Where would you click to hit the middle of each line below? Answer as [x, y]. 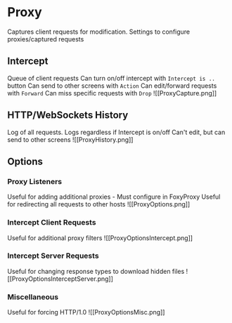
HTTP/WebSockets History [68, 116]
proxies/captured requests [46, 39]
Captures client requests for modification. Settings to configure [99, 32]
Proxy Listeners [34, 181]
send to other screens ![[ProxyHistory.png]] [70, 139]
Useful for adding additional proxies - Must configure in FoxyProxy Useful [114, 197]
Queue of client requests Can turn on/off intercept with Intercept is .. [111, 78]
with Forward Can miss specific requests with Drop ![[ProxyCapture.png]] [112, 93]
